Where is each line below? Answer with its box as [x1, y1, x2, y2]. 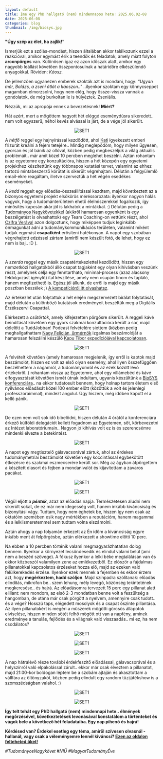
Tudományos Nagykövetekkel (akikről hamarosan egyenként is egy [5, 209, 140, 215]
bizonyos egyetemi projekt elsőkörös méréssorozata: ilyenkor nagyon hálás [5, 194, 156, 200]
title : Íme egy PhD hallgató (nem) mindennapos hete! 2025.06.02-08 [5, 12, 147, 17]
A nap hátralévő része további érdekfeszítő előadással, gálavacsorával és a [5, 659, 156, 665]
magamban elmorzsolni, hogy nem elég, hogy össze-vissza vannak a [5, 89, 144, 95]
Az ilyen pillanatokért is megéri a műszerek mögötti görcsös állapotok [5, 606, 145, 612]
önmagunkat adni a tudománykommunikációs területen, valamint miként [5, 224, 149, 230]
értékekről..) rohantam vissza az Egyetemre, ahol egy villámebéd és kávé [5, 370, 152, 376]
